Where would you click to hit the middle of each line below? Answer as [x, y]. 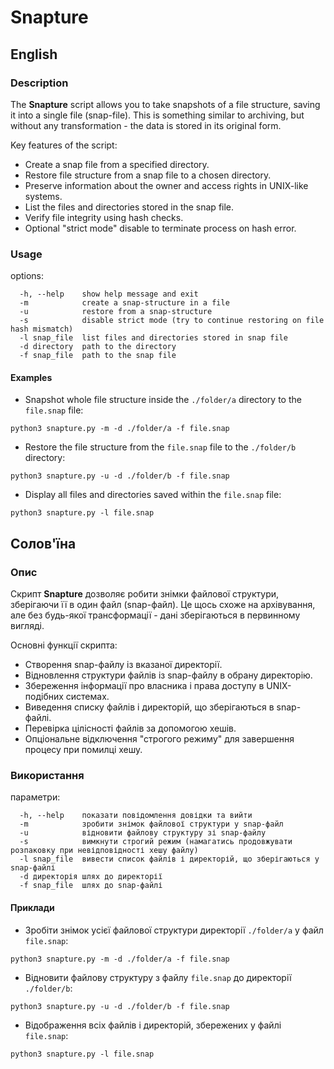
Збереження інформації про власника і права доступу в [144, 686]
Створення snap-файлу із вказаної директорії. [123, 665]
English [34, 54]
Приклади [32, 907]
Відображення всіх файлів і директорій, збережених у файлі [153, 1025]
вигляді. [27, 626]
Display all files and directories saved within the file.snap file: [153, 495]
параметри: [35, 797]
